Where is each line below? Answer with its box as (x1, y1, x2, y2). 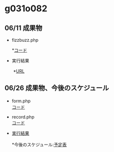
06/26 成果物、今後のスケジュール (4, 84, 109, 92)
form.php (11, 98, 31, 104)
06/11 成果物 (4, 24, 43, 32)
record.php (11, 114, 35, 120)
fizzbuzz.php (11, 37, 39, 43)
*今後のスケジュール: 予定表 (11, 141, 67, 148)
